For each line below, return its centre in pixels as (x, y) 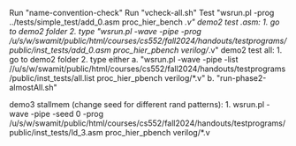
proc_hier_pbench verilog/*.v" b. (156, 78)
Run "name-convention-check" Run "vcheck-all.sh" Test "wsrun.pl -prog (142, 13)
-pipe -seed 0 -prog (67, 114)
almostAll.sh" (33, 88)
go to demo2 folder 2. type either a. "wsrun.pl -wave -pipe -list (124, 59)
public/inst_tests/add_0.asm (61, 50)
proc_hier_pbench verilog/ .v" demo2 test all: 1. (198, 50)
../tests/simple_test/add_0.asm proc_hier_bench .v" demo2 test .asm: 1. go (144, 22)
